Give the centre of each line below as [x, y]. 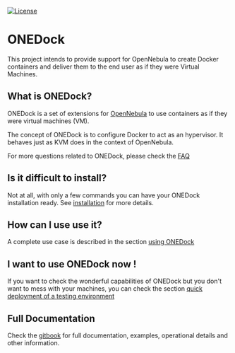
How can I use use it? [55, 225]
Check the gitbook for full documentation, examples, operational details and [117, 335]
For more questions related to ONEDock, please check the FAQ [99, 156]
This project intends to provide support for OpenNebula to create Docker [113, 59]
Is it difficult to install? [57, 178]
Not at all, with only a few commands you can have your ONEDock [104, 195]
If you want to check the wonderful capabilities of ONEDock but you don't [115, 281]
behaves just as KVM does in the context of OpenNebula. [91, 142]
